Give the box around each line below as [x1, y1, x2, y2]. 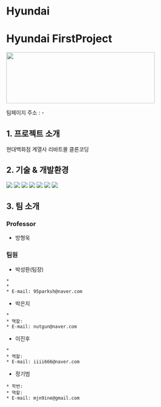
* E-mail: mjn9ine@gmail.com [6, 395, 80, 401]
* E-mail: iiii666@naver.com [6, 359, 80, 365]
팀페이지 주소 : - [6, 109, 44, 116]
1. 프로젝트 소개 [6, 128, 61, 138]
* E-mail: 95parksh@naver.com [6, 288, 83, 295]
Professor [6, 220, 36, 228]
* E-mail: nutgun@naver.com [6, 324, 77, 330]
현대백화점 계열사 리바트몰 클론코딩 [6, 145, 89, 152]
